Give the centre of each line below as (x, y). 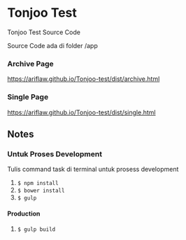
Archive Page (30, 63)
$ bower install (41, 191)
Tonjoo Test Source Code (44, 32)
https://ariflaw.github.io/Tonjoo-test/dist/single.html (81, 112)
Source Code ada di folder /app (52, 45)
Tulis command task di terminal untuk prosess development (93, 170)
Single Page (28, 97)
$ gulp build (36, 230)
